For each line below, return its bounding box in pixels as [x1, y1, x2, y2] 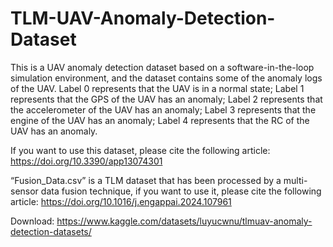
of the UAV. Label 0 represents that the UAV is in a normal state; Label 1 [10, 82, 305, 94]
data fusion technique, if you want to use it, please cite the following [40, 185, 322, 197]
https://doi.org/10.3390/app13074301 [10, 155, 163, 167]
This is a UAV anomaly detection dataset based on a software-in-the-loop [10, 61, 315, 73]
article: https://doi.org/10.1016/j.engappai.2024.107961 [10, 195, 232, 207]
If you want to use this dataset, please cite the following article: [10, 144, 271, 156]
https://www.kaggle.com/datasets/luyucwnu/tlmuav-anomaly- [56, 215, 313, 227]
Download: [10, 215, 55, 227]
